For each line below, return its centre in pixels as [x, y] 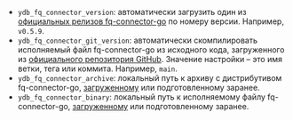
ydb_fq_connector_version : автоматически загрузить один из [132, 12]
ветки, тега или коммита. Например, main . [97, 68]
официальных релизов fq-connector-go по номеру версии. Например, [150, 21]
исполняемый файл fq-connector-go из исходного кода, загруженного [151, 50]
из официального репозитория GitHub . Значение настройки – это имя [150, 59]
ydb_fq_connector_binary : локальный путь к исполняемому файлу [142, 97]
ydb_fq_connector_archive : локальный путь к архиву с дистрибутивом [150, 78]
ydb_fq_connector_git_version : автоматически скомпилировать [137, 40]
